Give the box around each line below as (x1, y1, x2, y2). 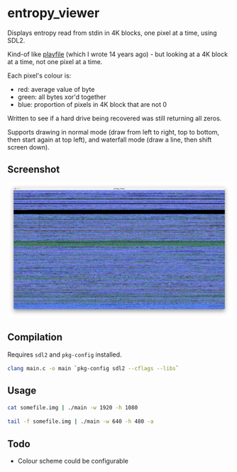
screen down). (7, 142, 50, 151)
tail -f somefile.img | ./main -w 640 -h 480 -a (7, 418, 154, 425)
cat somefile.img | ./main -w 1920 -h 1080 (7, 404, 138, 411)
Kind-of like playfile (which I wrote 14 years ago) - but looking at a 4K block (7, 50, 228, 58)
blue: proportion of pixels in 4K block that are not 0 (17, 100, 167, 108)
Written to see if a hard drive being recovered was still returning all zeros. (7, 114, 222, 122)
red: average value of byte (17, 85, 95, 93)
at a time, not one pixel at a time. (7, 57, 103, 65)
